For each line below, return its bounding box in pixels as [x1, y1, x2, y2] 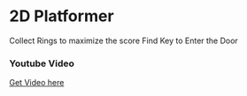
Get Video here [9, 78, 65, 88]
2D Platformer [9, 6, 114, 26]
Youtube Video [9, 57, 75, 70]
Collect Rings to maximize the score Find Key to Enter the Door [9, 35, 239, 46]
